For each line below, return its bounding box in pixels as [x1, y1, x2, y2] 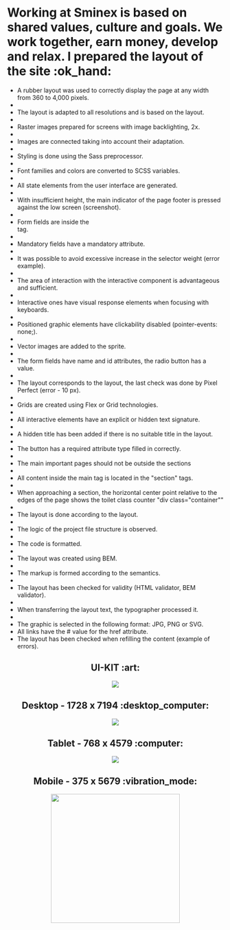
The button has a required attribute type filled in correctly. [16, 444, 181, 452]
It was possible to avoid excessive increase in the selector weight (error [16, 254, 220, 262]
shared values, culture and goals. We [7, 19, 223, 35]
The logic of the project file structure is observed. [16, 525, 158, 533]
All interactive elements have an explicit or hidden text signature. [16, 415, 200, 423]
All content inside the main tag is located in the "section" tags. [16, 474, 194, 482]
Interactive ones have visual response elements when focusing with [16, 298, 209, 306]
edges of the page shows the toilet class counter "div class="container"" [16, 496, 224, 504]
